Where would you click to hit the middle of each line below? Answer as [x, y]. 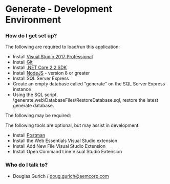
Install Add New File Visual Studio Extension [59, 146]
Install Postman [29, 135]
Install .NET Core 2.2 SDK [40, 67]
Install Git [23, 62]
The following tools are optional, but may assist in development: [72, 125]
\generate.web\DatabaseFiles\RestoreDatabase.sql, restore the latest [86, 100]
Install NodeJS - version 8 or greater [51, 73]
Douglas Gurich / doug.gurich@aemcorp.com [61, 176]
